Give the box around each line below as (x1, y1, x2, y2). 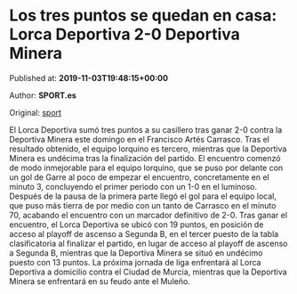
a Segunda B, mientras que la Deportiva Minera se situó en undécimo (9, 247, 263, 258)
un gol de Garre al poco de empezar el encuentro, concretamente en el (9, 171, 269, 183)
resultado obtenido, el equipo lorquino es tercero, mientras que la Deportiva (9, 143, 287, 154)
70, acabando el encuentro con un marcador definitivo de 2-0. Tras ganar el (9, 209, 287, 220)
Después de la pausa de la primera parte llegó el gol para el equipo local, (9, 191, 277, 201)
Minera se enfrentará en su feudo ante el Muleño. (9, 275, 191, 286)
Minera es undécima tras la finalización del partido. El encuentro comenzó (9, 152, 281, 163)
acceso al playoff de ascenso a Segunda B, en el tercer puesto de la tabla (9, 228, 279, 239)
